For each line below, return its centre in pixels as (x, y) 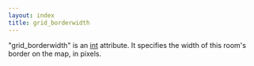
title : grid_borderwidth (49, 23)
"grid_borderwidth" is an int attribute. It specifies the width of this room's (127, 45)
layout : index (32, 15)
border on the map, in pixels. (55, 53)
